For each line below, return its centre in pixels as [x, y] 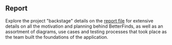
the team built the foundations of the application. [57, 37]
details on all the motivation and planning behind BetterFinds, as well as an [84, 26]
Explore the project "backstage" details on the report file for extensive [79, 20]
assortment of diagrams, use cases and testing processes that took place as [86, 31]
